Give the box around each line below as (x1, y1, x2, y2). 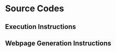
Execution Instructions (5, 23, 76, 31)
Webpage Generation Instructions (5, 39, 112, 47)
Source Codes (5, 3, 64, 14)
